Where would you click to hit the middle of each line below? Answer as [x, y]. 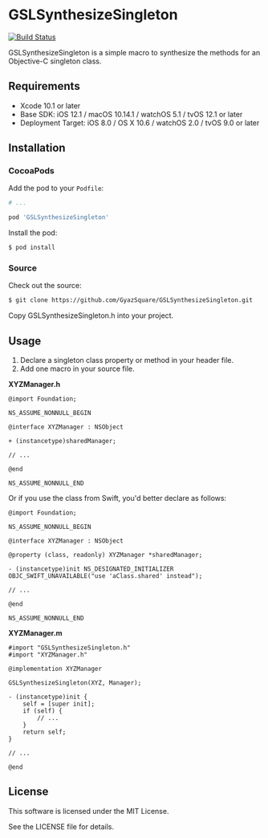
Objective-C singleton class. [55, 61]
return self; [45, 732]
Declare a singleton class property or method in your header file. [127, 360]
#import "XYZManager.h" [48, 655]
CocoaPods [31, 171]
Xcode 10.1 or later [50, 105]
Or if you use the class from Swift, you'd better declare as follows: [118, 498]
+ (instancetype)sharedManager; [62, 441]
